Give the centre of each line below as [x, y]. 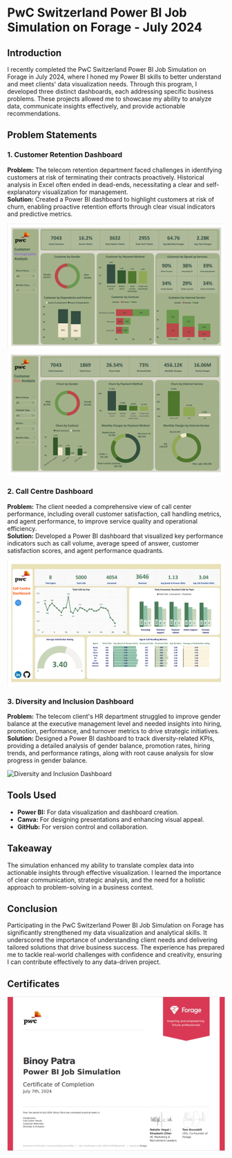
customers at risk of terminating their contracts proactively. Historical [106, 177]
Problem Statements [52, 135]
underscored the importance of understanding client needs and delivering [112, 940]
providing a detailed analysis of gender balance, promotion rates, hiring [109, 745]
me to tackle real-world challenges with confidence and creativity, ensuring [115, 955]
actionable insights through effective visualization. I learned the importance [114, 872]
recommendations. [34, 113]
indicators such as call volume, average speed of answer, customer [103, 543]
